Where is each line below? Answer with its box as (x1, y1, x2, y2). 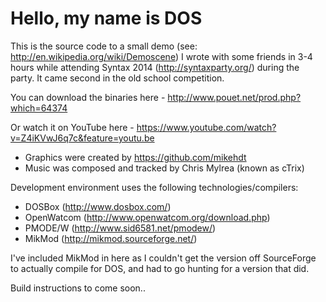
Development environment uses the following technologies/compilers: (10, 181, 299, 193)
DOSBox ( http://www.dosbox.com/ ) (24, 200, 172, 212)
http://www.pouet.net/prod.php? (167, 91, 302, 103)
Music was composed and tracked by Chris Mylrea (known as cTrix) (24, 162, 305, 174)
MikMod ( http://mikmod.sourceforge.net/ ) (24, 232, 198, 244)
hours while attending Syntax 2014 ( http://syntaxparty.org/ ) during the (10, 61, 300, 73)
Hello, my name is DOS (10, 7, 203, 30)
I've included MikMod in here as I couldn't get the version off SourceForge (10, 252, 317, 264)
